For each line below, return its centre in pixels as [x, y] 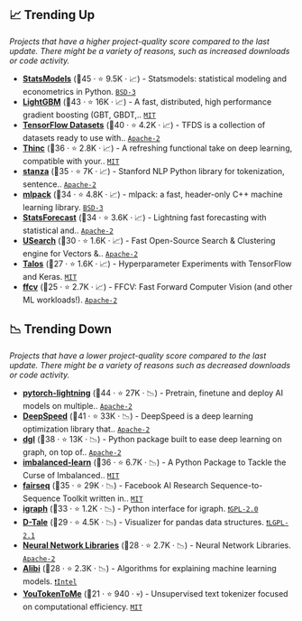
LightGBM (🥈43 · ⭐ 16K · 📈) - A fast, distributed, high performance [147, 101]
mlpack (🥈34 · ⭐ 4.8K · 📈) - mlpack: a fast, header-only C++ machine [152, 194]
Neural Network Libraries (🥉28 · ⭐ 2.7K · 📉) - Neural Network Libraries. [156, 545]
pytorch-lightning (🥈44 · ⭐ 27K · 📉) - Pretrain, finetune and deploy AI [153, 393]
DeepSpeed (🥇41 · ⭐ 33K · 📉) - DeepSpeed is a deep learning [138, 416]
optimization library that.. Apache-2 [86, 429]
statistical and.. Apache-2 [68, 230]
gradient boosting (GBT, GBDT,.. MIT [89, 115]
